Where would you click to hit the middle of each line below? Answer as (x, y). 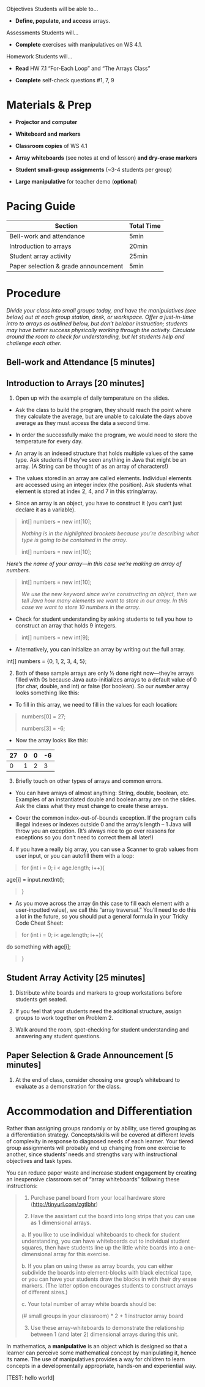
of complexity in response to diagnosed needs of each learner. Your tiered (100, 1141)
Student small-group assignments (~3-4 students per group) (94, 169)
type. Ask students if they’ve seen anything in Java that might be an (101, 460)
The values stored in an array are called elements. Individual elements (103, 478)
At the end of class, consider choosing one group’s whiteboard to (98, 1079)
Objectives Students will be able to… (52, 9)
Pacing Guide (41, 207)
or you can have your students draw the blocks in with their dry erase (109, 1279)
